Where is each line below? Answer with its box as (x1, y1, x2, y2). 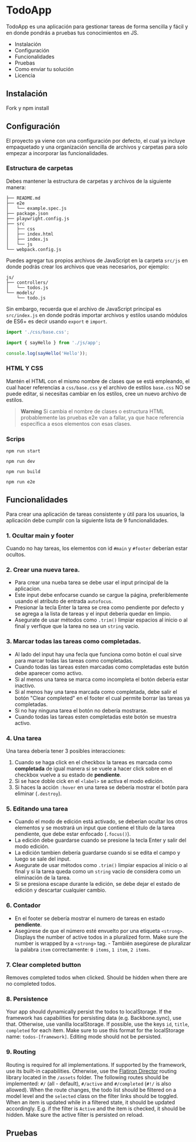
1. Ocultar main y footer (6, 531, 75, 539)
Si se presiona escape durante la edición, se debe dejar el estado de (14, 881, 181, 888)
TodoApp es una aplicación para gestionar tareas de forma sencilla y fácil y (6, 23, 188, 30)
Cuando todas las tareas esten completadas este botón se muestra (14, 713, 177, 720)
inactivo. (14, 682, 36, 689)
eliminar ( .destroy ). (14, 790, 62, 797)
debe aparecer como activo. (14, 669, 83, 676)
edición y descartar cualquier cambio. (14, 886, 107, 894)
